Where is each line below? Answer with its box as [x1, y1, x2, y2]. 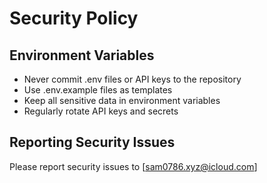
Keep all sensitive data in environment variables [23, 95, 221, 106]
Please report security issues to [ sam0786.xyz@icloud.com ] [9, 160, 258, 172]
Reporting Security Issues [9, 134, 176, 151]
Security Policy [9, 7, 139, 30]
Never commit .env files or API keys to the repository [23, 73, 242, 85]
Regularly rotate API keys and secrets [23, 105, 179, 117]
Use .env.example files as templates [23, 84, 173, 96]
